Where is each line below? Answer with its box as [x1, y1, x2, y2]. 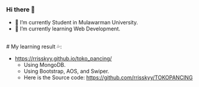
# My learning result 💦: [6, 43, 62, 50]
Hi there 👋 [6, 5, 36, 14]
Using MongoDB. [23, 61, 66, 69]
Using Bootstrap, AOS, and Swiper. [23, 68, 110, 75]
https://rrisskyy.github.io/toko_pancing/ [14, 55, 112, 62]
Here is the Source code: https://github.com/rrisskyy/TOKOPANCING [23, 74, 193, 81]
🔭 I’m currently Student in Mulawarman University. [14, 19, 138, 26]
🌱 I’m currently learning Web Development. [14, 25, 120, 32]
